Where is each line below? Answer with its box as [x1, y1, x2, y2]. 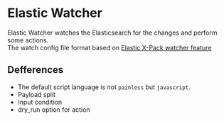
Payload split [17, 90, 55, 98]
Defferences [7, 64, 64, 76]
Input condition [17, 98, 63, 106]
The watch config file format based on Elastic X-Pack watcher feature [7, 43, 212, 52]
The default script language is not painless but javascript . [17, 83, 191, 91]
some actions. [7, 35, 49, 44]
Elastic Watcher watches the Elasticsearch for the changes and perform [7, 28, 218, 37]
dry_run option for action [17, 105, 90, 114]
